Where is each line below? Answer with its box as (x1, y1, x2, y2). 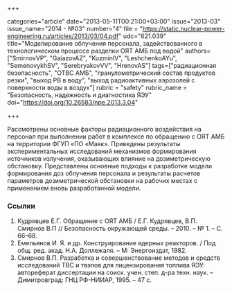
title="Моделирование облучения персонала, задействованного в (7, 39, 203, 47)
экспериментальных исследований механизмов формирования (7, 147, 197, 155)
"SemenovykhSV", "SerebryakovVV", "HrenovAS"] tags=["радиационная (7, 62, 217, 69)
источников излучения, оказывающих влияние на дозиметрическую (7, 155, 211, 163)
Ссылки (7, 201, 36, 211)
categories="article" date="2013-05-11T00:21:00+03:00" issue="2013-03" (7, 17, 221, 25)
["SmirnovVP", (7, 54, 48, 62)
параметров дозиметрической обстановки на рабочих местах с (7, 177, 198, 184)
